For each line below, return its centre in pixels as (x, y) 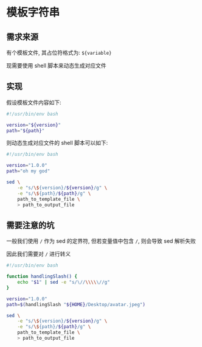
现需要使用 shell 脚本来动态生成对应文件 (56, 65)
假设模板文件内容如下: (34, 102)
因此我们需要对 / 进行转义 (39, 254)
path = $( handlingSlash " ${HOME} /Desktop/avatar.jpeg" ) (76, 304)
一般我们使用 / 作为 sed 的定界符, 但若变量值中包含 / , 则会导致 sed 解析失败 (101, 241)
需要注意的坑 (30, 225)
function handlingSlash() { (42, 277)
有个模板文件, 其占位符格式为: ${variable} (59, 53)
